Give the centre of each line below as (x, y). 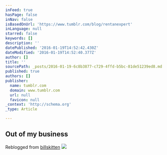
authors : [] (18, 76)
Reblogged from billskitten (33, 147)
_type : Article (21, 109)
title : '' (16, 62)
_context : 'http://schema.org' (38, 105)
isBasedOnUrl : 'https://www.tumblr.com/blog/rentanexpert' (69, 24)
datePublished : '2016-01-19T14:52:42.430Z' (52, 48)
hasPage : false (21, 15)
